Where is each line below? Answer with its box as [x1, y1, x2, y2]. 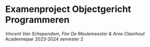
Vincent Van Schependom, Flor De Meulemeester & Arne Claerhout [5, 30, 145, 36]
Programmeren [5, 14, 69, 25]
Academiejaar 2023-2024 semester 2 [5, 36, 84, 42]
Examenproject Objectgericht [5, 3, 131, 15]
